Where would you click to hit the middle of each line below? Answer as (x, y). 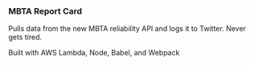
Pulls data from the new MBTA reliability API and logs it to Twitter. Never (127, 29)
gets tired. (25, 37)
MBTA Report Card (45, 11)
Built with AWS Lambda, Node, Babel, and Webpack (94, 53)
